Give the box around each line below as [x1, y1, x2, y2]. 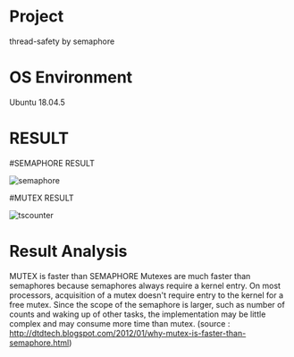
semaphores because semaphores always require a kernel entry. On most [9, 280, 281, 291]
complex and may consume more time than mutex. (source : [9, 318, 231, 328]
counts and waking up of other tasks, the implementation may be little [9, 309, 266, 319]
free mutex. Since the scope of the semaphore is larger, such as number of [9, 299, 286, 310]
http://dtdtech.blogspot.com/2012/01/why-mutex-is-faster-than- [9, 327, 247, 338]
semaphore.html [9, 337, 70, 348]
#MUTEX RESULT [9, 192, 74, 203]
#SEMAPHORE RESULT [9, 157, 96, 168]
